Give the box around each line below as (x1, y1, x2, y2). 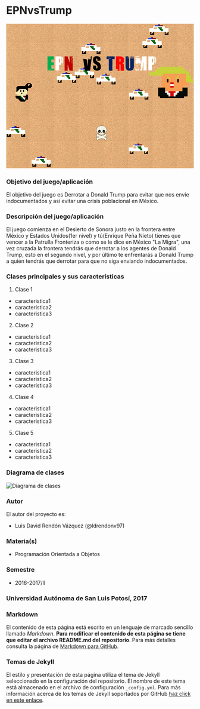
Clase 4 (14, 394, 34, 401)
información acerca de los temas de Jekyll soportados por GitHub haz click (6, 690, 191, 698)
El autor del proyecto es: (6, 511, 66, 518)
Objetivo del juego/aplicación (6, 177, 93, 186)
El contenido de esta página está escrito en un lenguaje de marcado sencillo (6, 624, 193, 631)
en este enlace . (6, 696, 44, 704)
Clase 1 (14, 286, 33, 293)
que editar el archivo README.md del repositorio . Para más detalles (6, 636, 176, 643)
